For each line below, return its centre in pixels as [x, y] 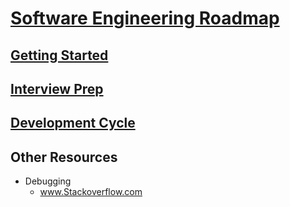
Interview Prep [57, 88]
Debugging [48, 181]
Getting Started [59, 55]
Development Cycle [73, 123]
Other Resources [64, 157]
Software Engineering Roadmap [145, 18]
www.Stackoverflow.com [91, 192]
